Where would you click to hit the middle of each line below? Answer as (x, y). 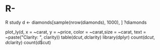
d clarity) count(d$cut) (28, 42)
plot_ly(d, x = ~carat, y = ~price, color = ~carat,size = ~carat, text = (76, 32)
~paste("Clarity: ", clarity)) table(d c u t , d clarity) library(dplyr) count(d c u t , (80, 37)
